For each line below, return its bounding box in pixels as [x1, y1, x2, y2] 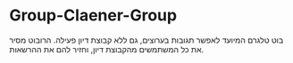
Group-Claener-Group [9, 5, 177, 26]
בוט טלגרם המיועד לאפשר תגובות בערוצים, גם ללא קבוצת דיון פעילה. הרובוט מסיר [9, 35, 284, 45]
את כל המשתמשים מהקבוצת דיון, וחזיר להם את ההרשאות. [9, 43, 205, 54]
